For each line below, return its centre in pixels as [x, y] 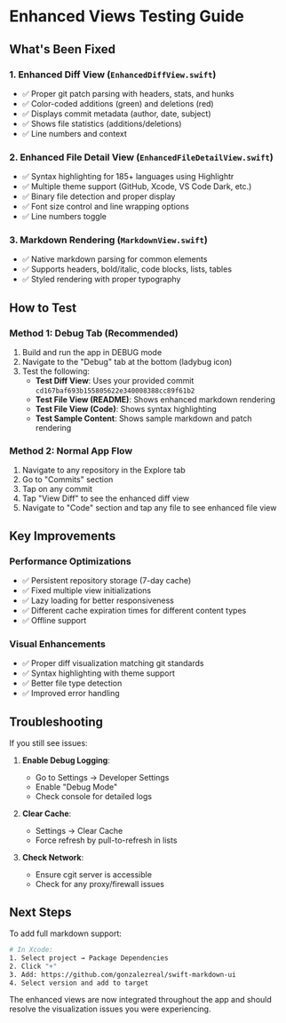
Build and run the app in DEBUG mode [92, 353]
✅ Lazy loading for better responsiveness [98, 600]
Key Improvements [63, 536]
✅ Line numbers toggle [64, 217]
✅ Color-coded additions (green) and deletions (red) [118, 103]
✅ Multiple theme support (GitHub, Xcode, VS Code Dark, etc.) [137, 186]
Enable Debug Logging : [66, 760]
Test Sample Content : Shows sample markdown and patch [143, 418]
